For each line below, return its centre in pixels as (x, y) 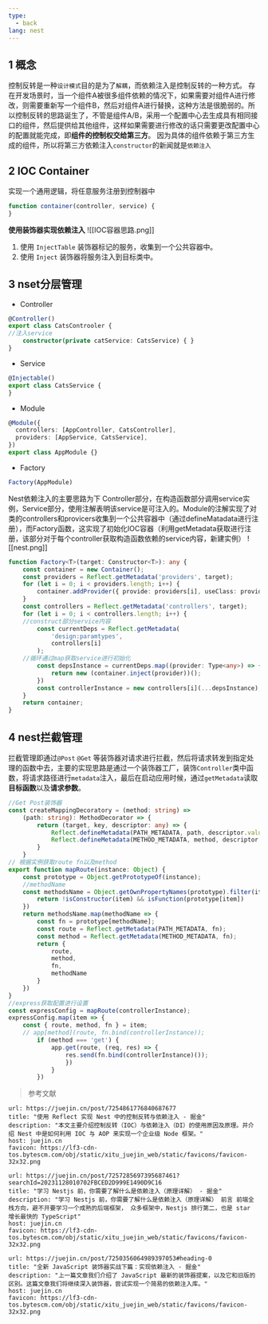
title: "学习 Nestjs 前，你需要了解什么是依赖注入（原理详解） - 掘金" (115, 1192)
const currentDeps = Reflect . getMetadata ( (108, 629)
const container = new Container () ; (84, 569)
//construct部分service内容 (67, 621)
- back (26, 23)
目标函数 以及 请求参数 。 (47, 788)
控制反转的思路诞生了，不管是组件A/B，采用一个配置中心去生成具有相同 (133, 116)
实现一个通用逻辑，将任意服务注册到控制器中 (82, 191)
